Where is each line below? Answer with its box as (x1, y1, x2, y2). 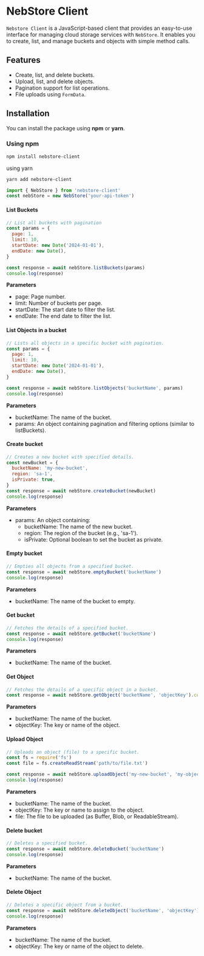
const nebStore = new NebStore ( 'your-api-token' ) (6, 193, 135, 199)
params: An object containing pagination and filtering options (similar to (15, 420, 195, 427)
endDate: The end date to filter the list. (15, 313, 112, 320)
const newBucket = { (6, 459, 59, 466)
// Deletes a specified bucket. (6, 840, 88, 846)
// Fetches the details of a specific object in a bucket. (6, 687, 159, 693)
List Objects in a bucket (6, 327, 67, 334)
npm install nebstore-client (6, 154, 80, 160)
